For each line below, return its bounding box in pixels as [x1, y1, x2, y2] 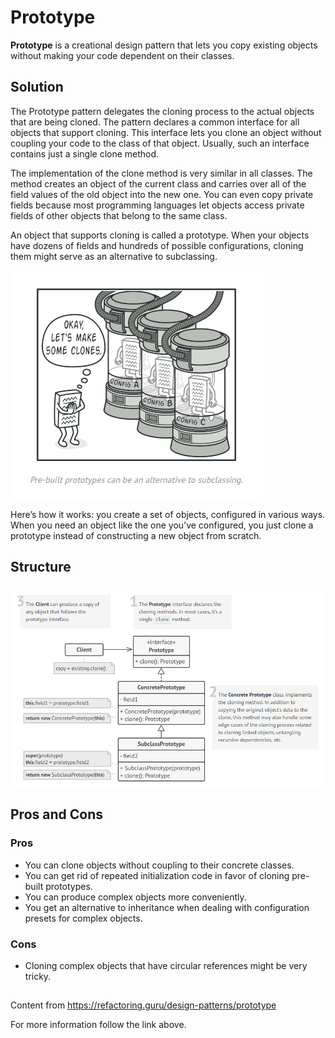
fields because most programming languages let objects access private [10, 199, 305, 211]
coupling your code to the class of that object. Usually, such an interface [10, 137, 310, 149]
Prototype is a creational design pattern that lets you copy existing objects [10, 39, 318, 51]
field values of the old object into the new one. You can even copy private [10, 188, 314, 200]
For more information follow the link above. [10, 1019, 187, 1031]
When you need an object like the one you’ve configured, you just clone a [10, 519, 314, 531]
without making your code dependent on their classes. [10, 49, 235, 61]
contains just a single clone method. [10, 147, 160, 160]
